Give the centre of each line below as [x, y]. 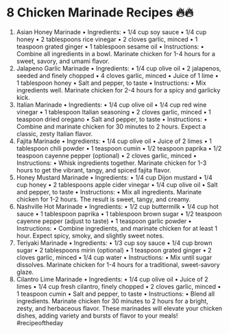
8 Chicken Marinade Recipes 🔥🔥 [100, 13]
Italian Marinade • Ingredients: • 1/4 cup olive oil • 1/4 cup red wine [111, 105]
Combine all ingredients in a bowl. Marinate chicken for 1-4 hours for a [116, 53]
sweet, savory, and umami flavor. [63, 61]
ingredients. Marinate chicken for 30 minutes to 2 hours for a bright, [112, 301]
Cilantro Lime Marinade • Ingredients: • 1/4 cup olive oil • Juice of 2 [112, 279]
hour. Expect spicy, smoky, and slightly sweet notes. [90, 235]
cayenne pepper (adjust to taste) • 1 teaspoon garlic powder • [104, 221]
